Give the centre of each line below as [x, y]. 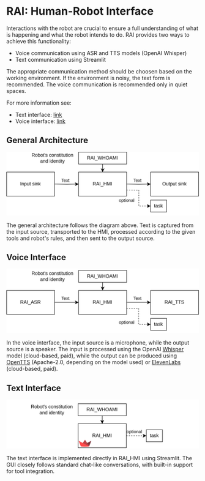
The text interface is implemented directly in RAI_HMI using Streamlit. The [99, 458]
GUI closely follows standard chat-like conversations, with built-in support [100, 465]
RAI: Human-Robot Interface [80, 11]
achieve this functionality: [39, 41]
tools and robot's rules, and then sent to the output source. [80, 238]
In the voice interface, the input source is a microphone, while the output [98, 343]
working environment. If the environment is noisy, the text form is [88, 78]
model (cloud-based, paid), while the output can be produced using [92, 356]
